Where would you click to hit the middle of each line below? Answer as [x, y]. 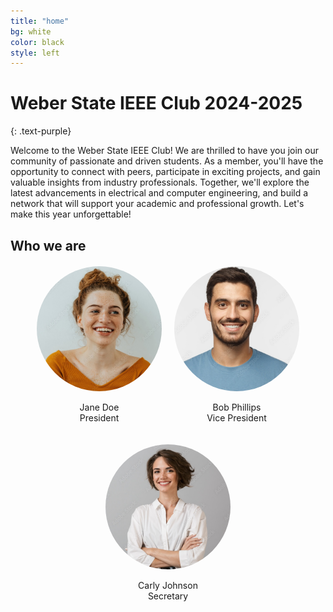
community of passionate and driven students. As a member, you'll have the [167, 161]
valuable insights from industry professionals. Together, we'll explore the [160, 182]
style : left [35, 53]
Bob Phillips [237, 407]
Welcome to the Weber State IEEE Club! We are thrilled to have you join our [164, 151]
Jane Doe [99, 407]
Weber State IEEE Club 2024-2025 [156, 103]
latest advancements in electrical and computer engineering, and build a [159, 193]
